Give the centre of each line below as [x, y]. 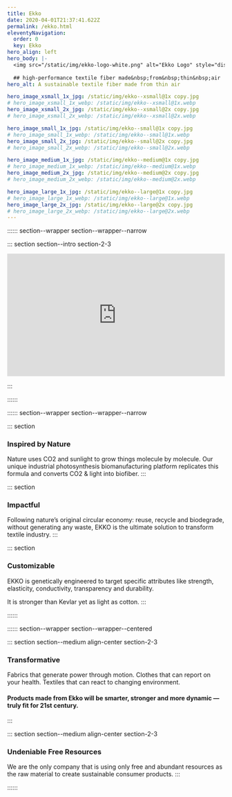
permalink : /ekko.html [40, 26]
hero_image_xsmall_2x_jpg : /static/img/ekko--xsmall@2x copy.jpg [103, 110]
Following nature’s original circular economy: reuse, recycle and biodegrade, [116, 520]
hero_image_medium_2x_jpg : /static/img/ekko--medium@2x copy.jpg [103, 173]
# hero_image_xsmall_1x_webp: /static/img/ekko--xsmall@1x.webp [101, 103]
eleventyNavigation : [37, 33]
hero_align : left [32, 52]
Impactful [23, 505]
